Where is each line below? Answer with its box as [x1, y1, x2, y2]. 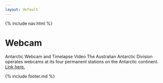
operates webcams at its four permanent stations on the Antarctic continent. [5, 59, 159, 65]
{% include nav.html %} [5, 20, 53, 26]
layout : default [5, 7, 38, 12]
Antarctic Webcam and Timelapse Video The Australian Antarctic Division [5, 53, 153, 59]
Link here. [5, 64, 25, 69]
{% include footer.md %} [5, 73, 55, 79]
